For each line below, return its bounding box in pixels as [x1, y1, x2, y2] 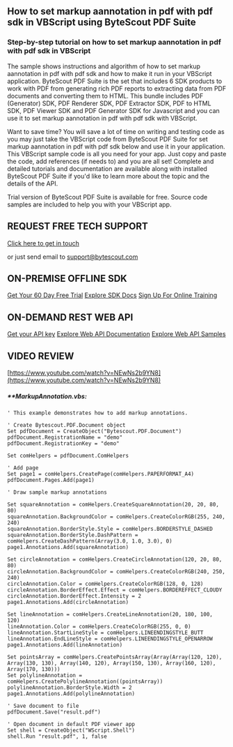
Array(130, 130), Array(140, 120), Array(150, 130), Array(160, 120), [7, 659, 216, 667]
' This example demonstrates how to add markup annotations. [7, 409, 188, 416]
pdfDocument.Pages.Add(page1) [7, 476, 95, 483]
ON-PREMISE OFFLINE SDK [7, 272, 127, 285]
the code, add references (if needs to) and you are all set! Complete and [7, 157, 214, 165]
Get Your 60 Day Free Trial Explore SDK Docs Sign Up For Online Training [7, 291, 218, 299]
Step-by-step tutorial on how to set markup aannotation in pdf [7, 38, 221, 47]
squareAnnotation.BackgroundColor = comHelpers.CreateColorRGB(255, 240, [7, 513, 226, 520]
